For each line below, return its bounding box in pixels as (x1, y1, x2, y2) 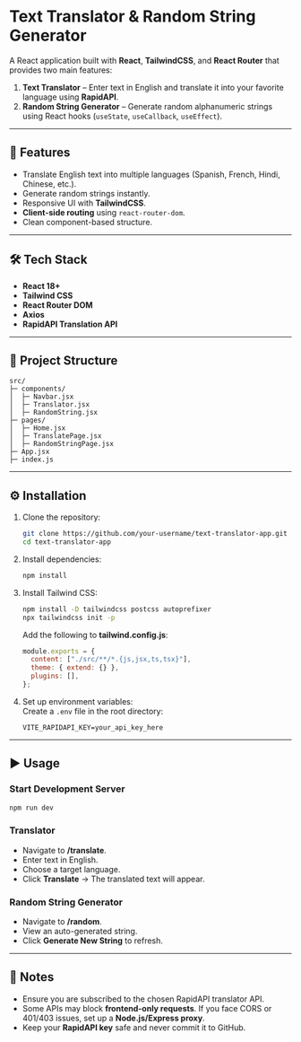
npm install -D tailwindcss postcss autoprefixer (21, 604, 212, 614)
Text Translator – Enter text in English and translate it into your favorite (21, 82, 284, 92)
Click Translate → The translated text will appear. (21, 873, 205, 884)
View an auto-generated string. (21, 926, 138, 937)
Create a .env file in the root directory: (21, 705, 164, 716)
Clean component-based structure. (21, 216, 153, 227)
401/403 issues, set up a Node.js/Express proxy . (21, 1012, 205, 1023)
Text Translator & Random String (9, 6, 256, 27)
